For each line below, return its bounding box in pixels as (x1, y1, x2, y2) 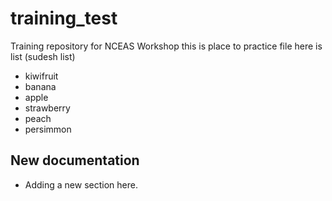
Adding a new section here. (24, 178, 138, 191)
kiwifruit (24, 70, 59, 82)
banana (24, 80, 57, 92)
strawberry (24, 102, 71, 114)
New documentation (10, 152, 140, 169)
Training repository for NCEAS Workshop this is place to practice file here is (10, 40, 323, 52)
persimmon (24, 123, 72, 135)
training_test (10, 7, 118, 30)
